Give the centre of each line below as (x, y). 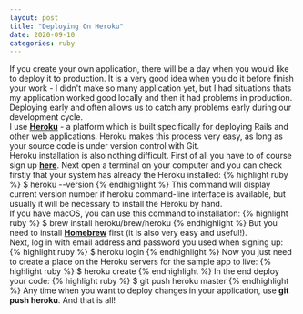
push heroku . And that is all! (63, 300)
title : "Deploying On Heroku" (67, 26)
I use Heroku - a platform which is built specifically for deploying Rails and (149, 127)
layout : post (34, 18)
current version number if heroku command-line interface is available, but (148, 194)
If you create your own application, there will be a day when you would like (149, 69)
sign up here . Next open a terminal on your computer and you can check (146, 165)
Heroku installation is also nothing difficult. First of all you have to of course (151, 156)
